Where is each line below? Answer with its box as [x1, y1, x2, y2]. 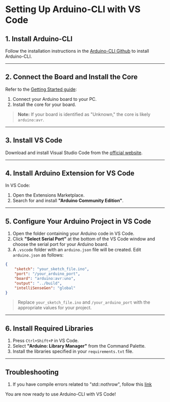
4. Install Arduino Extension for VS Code [5, 169, 135, 178]
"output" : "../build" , [14, 280, 62, 286]
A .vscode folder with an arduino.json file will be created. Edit [12, 247, 142, 253]
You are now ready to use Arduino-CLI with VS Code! [5, 391, 116, 397]
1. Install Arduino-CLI [5, 34, 73, 43]
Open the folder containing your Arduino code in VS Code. [12, 231, 135, 237]
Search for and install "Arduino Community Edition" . [12, 198, 124, 204]
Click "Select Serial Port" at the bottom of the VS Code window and [12, 236, 155, 242]
